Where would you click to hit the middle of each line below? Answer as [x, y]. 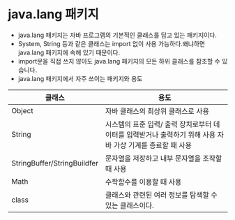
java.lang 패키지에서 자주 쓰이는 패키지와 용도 [80, 78]
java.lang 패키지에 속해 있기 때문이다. [69, 52]
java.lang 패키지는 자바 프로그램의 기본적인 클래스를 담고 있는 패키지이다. [117, 35]
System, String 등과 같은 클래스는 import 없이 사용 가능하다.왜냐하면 [111, 43]
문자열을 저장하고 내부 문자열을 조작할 [164, 158]
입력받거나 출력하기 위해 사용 [170, 135]
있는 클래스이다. [129, 205]
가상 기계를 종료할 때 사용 [153, 145]
